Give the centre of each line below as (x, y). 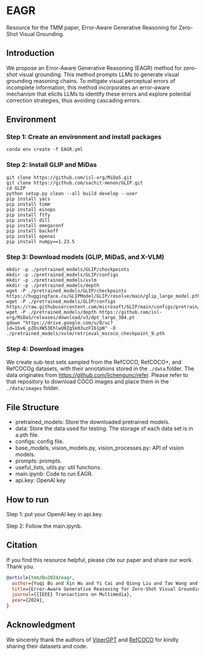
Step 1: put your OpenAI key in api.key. (55, 514)
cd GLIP (16, 188)
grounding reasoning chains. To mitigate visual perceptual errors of (91, 81)
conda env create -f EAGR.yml (45, 150)
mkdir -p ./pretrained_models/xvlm (52, 280)
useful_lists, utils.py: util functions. (58, 467)
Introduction (31, 53)
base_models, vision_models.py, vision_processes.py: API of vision (99, 448)
